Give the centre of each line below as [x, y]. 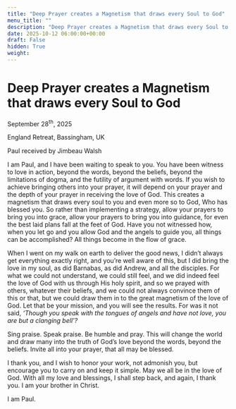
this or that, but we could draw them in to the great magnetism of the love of [118, 298]
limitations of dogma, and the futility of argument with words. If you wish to [116, 180]
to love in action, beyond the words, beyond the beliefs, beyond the [105, 172]
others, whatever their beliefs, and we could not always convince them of [114, 291]
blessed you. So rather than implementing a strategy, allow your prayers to [116, 209]
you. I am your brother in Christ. [54, 386]
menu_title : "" [30, 20]
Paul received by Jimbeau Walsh [55, 151]
